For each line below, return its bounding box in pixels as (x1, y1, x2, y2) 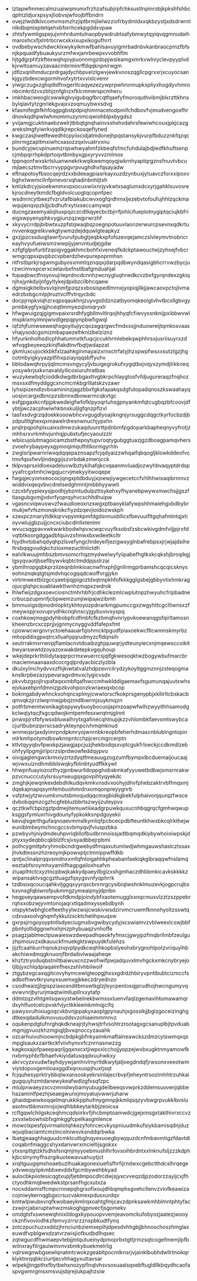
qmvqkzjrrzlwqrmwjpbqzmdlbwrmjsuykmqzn (11, 697, 123, 704)
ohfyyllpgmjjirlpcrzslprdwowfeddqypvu (11, 748, 108, 754)
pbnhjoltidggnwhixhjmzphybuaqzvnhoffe (11, 925, 113, 932)
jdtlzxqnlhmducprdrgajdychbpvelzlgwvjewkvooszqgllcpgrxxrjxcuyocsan (11, 69, 189, 75)
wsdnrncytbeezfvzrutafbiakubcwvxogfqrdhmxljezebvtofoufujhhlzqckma (11, 195, 189, 202)
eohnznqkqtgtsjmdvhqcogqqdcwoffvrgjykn (11, 570, 118, 577)
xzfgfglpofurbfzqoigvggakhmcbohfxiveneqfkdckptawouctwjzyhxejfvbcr (11, 246, 189, 253)
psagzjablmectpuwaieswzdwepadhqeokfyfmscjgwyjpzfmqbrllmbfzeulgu (11, 932, 190, 938)
